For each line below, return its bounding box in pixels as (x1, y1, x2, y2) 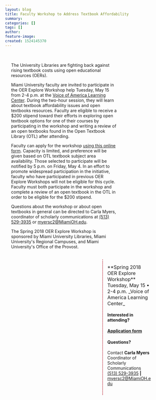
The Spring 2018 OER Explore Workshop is (11, 228, 96, 234)
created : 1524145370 (5, 39, 47, 44)
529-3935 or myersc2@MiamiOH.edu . (11, 219, 88, 225)
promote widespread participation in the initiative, (11, 168, 110, 174)
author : (5, 30, 21, 34)
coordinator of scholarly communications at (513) (11, 214, 109, 219)
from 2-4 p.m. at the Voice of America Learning (11, 92, 106, 98)
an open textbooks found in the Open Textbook (11, 128, 106, 134)
